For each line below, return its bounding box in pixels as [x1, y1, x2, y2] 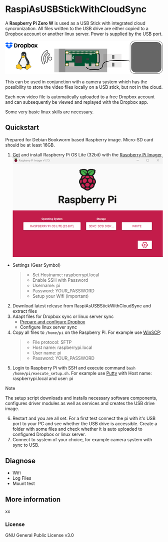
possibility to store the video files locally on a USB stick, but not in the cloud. [5, 84, 163, 90]
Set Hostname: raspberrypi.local [32, 272, 99, 278]
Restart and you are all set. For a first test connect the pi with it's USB [12, 415, 156, 422]
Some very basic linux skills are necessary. [5, 109, 94, 115]
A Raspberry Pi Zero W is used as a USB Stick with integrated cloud [5, 20, 146, 26]
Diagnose [5, 456, 36, 465]
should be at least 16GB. [5, 142, 55, 148]
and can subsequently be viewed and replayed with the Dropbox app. [5, 99, 148, 105]
